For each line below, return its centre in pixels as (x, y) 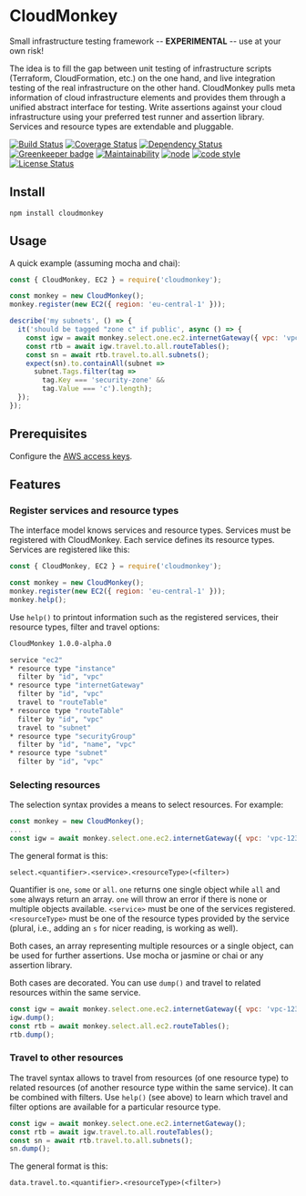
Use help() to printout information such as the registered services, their (144, 617)
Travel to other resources (66, 1058)
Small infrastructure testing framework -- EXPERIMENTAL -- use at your (145, 41)
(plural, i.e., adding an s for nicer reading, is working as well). (124, 928)
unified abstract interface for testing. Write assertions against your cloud (146, 107)
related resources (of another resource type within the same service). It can (152, 1087)
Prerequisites (48, 434)
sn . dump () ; (30, 1149)
